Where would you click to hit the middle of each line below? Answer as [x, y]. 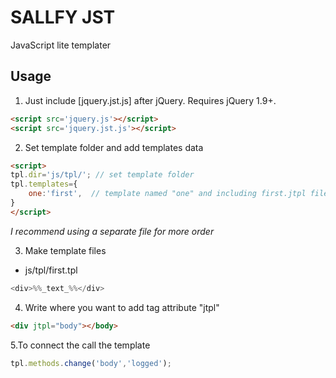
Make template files [65, 250]
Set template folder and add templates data [114, 147]
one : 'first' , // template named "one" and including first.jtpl [167, 194]
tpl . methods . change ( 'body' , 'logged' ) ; [91, 363]
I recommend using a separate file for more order [112, 231]
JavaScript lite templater [61, 45]
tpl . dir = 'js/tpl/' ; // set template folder [102, 175]
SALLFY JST [63, 17]
